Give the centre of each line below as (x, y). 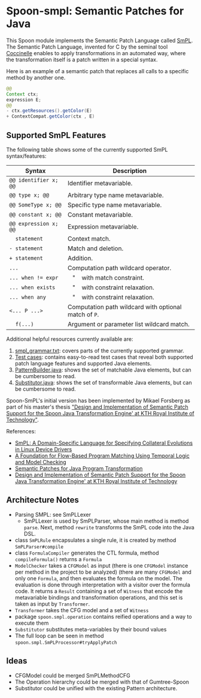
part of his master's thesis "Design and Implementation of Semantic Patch (97, 407)
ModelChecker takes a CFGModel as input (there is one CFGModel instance (101, 565)
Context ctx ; (22, 94)
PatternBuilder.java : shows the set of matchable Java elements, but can (103, 370)
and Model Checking (41, 462)
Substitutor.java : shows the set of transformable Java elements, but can (103, 383)
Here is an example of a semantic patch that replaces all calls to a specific (98, 71)
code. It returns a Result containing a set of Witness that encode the (99, 591)
